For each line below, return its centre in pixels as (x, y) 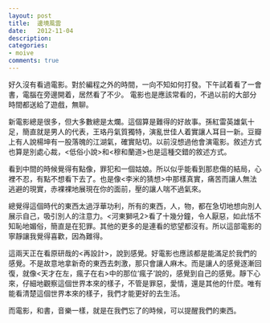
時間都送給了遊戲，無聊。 (51, 104)
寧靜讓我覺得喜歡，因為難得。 (57, 236)
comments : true (34, 61)
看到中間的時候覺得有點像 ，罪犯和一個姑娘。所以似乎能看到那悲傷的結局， (131, 169)
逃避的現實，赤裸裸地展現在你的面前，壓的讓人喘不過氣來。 (107, 189)
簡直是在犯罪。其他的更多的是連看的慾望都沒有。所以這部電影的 (156, 226)
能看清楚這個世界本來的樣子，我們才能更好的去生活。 (96, 293)
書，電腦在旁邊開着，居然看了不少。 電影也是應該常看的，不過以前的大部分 (133, 94)
